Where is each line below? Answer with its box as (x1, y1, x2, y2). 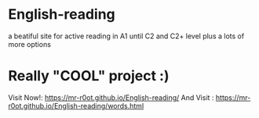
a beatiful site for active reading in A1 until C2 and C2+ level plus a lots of (8, 31, 245, 41)
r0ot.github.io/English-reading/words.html (8, 101, 144, 110)
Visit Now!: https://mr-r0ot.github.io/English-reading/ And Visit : (8, 92, 214, 102)
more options (8, 39, 51, 48)
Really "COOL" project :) (8, 67, 170, 85)
